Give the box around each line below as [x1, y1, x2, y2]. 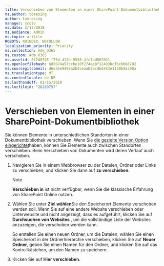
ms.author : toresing [5, 12, 47, 17]
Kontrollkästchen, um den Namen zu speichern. [12, 247, 108, 253]
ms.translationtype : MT [5, 71, 54, 76]
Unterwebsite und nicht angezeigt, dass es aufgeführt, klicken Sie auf [12, 211, 153, 218]
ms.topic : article [5, 35, 42, 40]
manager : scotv [5, 21, 36, 26]
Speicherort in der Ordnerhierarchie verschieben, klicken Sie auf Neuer [12, 237, 156, 243]
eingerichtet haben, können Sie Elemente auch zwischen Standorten [5, 142, 142, 148]
